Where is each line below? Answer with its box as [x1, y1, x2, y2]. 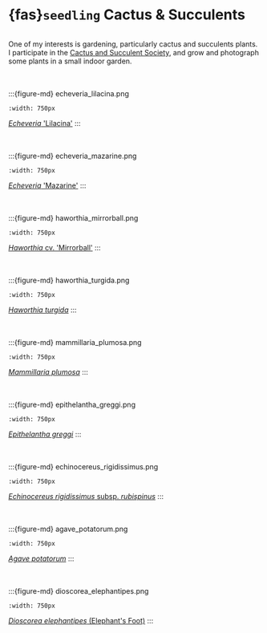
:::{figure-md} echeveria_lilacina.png [8, 88, 130, 98]
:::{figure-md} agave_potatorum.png [8, 524, 128, 534]
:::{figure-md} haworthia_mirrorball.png [8, 213, 139, 222]
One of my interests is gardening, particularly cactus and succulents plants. [8, 39, 258, 49]
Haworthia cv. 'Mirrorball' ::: [8, 242, 102, 252]
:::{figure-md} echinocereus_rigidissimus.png [8, 461, 159, 471]
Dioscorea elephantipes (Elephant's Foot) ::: [8, 615, 154, 625]
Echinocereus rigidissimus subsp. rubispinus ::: [8, 491, 164, 501]
